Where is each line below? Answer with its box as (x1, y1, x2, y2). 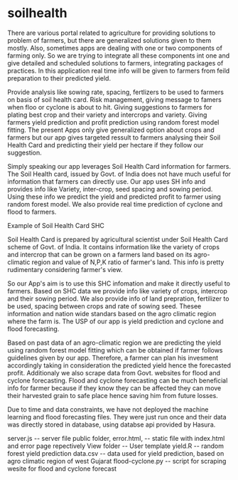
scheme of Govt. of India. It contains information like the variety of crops (7, 242, 220, 251)
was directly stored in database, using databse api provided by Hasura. (7, 420, 216, 429)
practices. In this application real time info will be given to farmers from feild (7, 66, 230, 75)
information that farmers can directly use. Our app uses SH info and (7, 177, 206, 186)
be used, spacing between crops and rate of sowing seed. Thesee (7, 301, 202, 311)
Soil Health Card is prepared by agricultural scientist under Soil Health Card (7, 235, 229, 244)
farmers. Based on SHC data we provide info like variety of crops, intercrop (7, 286, 227, 295)
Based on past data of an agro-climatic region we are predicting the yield (7, 338, 222, 347)
